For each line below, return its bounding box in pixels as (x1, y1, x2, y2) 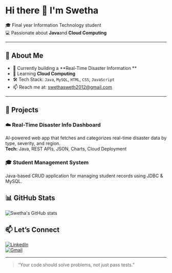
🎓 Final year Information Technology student (5, 22, 101, 28)
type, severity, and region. (5, 140, 60, 147)
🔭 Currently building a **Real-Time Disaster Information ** (12, 65, 137, 71)
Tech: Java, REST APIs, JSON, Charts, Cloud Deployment (5, 146, 127, 152)
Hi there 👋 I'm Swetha (5, 5, 99, 16)
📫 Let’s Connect (5, 225, 60, 234)
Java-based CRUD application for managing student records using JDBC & (5, 172, 163, 179)
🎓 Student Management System (5, 159, 89, 166)
